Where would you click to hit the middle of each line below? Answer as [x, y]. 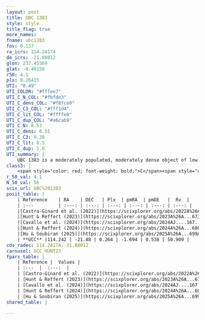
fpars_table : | [26, 257]
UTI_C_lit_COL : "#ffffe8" [39, 114]
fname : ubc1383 [26, 40]
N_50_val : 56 [23, 183]
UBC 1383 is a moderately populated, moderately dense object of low [108, 160]
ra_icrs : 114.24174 [31, 52]
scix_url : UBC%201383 [34, 188]
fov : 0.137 [20, 47]
